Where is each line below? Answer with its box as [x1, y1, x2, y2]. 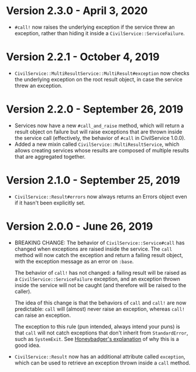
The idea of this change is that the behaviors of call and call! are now [14, 299, 187, 306]
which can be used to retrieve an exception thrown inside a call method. [14, 359, 191, 366]
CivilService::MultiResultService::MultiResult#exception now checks [14, 69, 190, 77]
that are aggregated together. [14, 153, 86, 160]
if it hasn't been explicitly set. [14, 199, 86, 206]
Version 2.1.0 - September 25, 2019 [6, 174, 180, 187]
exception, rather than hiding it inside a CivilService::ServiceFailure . [14, 29, 185, 36]
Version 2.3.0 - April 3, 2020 [6, 4, 148, 18]
